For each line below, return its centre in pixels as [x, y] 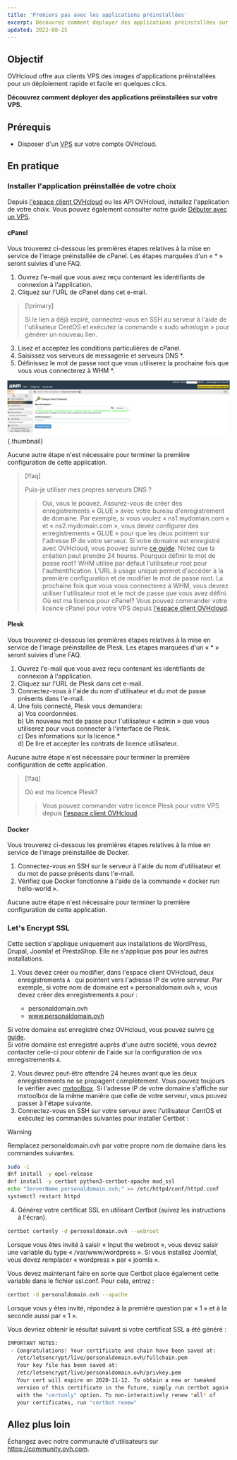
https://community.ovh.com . [48, 1449]
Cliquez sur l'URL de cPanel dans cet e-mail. [82, 292]
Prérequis [29, 127]
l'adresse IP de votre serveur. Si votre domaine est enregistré [131, 540]
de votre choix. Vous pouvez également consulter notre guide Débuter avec [117, 209]
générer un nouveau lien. [61, 334]
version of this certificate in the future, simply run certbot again [123, 1387]
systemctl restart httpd [44, 1197]
